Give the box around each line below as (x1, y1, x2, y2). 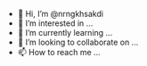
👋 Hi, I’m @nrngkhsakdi (17, 9, 104, 19)
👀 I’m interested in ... (17, 18, 94, 29)
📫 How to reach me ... (17, 47, 101, 57)
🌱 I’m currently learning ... (17, 28, 113, 37)
